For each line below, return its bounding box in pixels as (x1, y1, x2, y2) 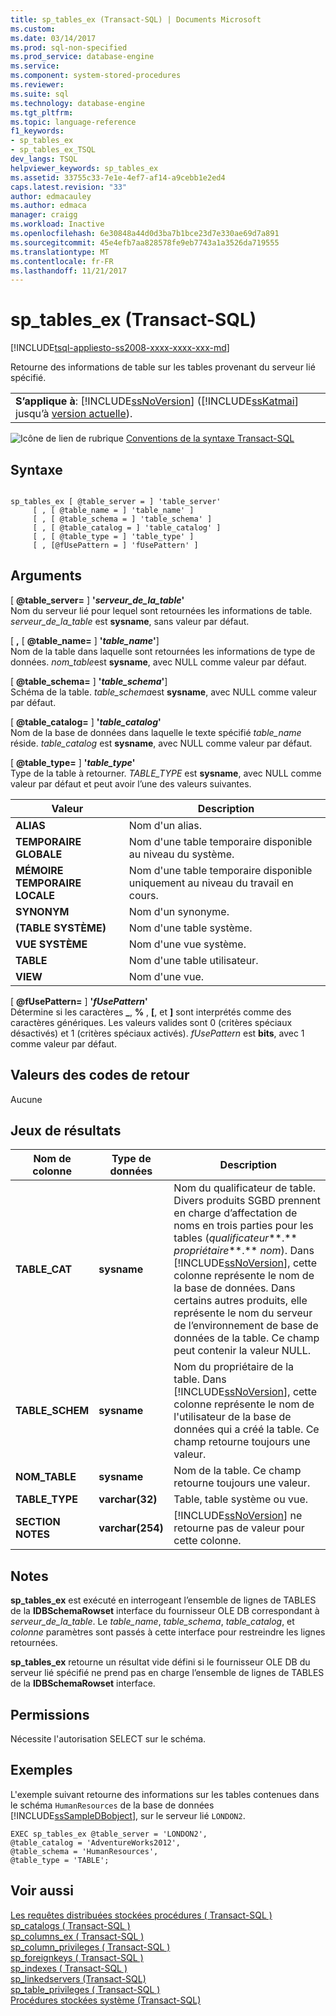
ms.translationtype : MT (10, 247, 110, 257)
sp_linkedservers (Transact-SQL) (10, 1972, 147, 1985)
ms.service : (10, 61, 60, 71)
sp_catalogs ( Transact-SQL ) (10, 1919, 131, 1931)
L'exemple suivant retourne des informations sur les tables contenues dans (10, 1788, 320, 1800)
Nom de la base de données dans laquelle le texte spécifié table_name (10, 726, 302, 738)
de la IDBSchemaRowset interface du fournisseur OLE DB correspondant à (10, 1605, 320, 1617)
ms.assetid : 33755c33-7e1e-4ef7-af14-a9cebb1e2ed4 (10, 172, 226, 183)
